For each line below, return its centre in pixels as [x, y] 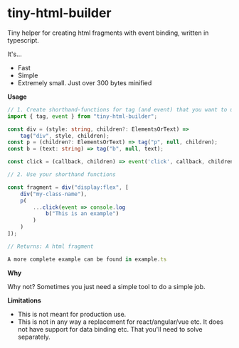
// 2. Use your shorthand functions [62, 175]
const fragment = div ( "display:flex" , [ [68, 187]
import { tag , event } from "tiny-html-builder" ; [83, 116]
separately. [34, 337]
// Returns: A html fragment [51, 246]
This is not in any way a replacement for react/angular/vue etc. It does [121, 322]
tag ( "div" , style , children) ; [65, 136]
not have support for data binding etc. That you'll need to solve [110, 329]
